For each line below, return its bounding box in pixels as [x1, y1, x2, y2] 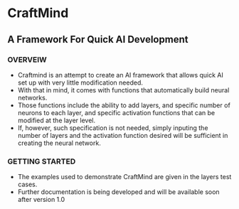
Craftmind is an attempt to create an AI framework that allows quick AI [17, 70, 224, 79]
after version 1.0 [17, 195, 65, 204]
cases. [17, 180, 38, 189]
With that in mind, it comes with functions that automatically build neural [17, 85, 230, 94]
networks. [17, 93, 48, 102]
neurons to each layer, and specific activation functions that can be [17, 108, 216, 117]
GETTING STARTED [7, 156, 76, 166]
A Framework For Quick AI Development [7, 33, 188, 45]
